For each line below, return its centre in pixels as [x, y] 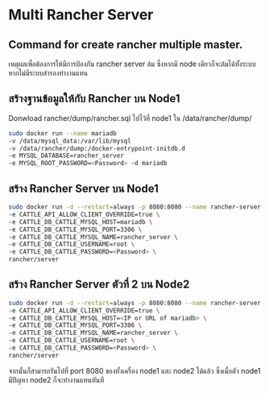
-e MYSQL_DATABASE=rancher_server [66, 156]
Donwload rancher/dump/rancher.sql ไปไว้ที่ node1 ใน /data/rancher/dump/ [130, 118]
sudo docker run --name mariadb [62, 133]
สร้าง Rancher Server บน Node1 [84, 188]
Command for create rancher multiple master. [126, 45]
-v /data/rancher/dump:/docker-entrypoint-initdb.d [97, 148]
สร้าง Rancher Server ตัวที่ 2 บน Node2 [99, 285]
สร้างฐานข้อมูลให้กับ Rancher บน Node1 [94, 99]
